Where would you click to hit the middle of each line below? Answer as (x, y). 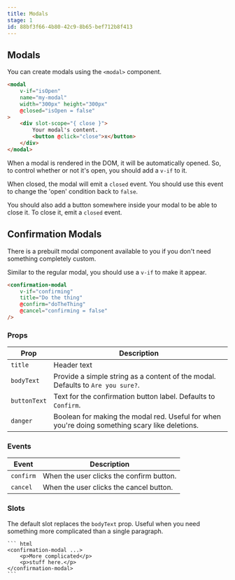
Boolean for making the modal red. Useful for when (137, 416)
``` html (20, 544)
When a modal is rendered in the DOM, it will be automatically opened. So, (114, 163)
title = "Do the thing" (51, 298)
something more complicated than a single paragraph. (85, 531)
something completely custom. (52, 259)
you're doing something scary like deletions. (126, 426)
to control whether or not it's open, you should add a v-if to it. (97, 170)
